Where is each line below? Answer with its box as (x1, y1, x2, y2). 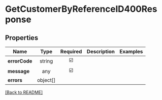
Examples (119, 48, 143, 55)
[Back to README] (5, 90, 43, 95)
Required (60, 48, 82, 55)
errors (7, 77, 23, 83)
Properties (5, 33, 38, 42)
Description (87, 48, 115, 55)
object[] (36, 77, 56, 83)
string (39, 58, 53, 65)
